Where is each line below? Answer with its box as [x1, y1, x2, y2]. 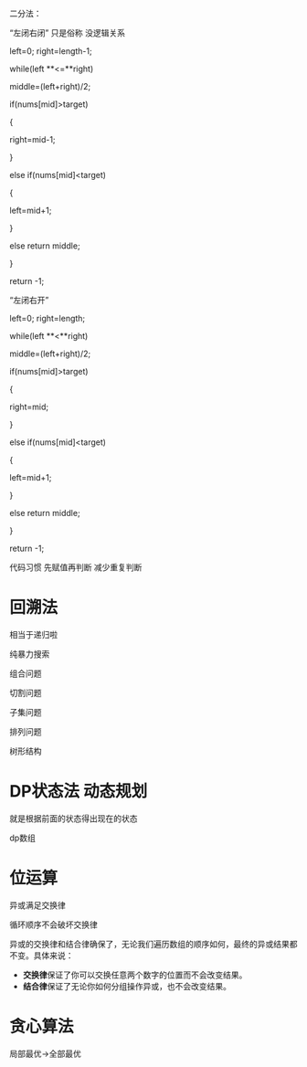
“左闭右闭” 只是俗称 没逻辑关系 [9, 27, 126, 38]
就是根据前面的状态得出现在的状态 [9, 812, 138, 824]
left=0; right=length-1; [9, 46, 93, 57]
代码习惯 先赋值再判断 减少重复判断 [9, 562, 143, 573]
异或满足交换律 [9, 899, 66, 911]
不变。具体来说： [9, 949, 74, 961]
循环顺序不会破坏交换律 [9, 919, 98, 930]
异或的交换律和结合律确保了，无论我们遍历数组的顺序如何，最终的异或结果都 [9, 938, 298, 949]
